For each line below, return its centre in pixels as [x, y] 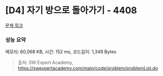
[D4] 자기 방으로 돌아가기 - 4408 [71, 10]
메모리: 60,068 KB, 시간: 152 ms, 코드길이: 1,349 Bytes [61, 52]
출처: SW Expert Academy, [45, 63]
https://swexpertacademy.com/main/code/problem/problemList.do [88, 68]
